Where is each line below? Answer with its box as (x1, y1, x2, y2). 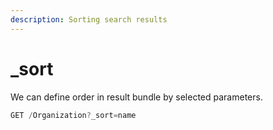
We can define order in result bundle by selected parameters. (10, 91, 263, 103)
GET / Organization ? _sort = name (10, 110, 137, 120)
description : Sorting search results (10, 14, 168, 25)
